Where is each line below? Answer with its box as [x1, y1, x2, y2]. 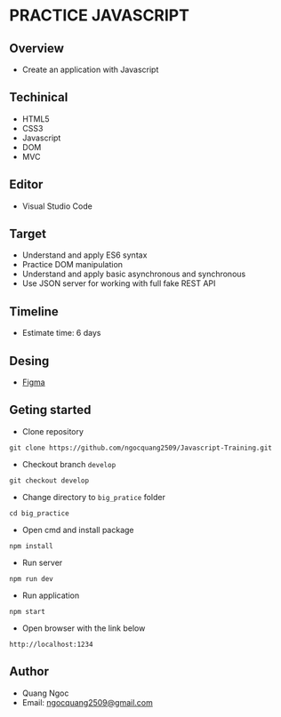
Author [9, 664, 49, 680]
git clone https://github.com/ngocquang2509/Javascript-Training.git [9, 443, 273, 452]
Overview [9, 41, 65, 56]
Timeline [9, 304, 60, 319]
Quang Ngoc [21, 688, 69, 698]
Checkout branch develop [21, 458, 116, 469]
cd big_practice [9, 508, 69, 518]
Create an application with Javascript [21, 64, 159, 75]
